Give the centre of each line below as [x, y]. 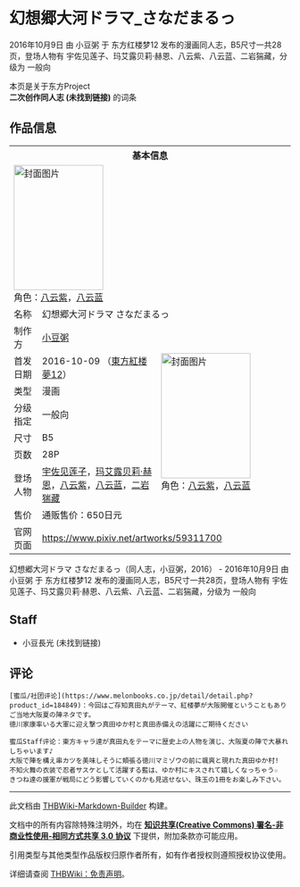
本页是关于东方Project [50, 86]
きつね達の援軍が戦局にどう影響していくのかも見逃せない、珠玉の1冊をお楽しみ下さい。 [147, 780]
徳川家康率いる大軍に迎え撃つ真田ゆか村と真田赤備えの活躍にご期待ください [129, 724]
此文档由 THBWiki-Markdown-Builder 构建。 [91, 806]
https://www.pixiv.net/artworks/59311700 [132, 538]
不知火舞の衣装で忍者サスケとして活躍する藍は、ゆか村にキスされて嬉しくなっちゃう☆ [144, 770]
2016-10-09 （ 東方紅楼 [94, 361]
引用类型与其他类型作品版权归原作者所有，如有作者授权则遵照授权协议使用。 [150, 855]
